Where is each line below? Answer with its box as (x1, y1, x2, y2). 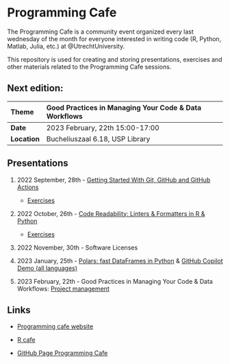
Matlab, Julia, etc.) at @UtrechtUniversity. (7, 42, 125, 50)
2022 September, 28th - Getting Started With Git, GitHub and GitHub (16, 175, 211, 184)
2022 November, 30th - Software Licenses (16, 243, 138, 252)
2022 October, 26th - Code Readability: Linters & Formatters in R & (16, 209, 205, 217)
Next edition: (7, 82, 64, 94)
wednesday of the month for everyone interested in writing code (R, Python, (7, 34, 222, 43)
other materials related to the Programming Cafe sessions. (7, 62, 172, 71)
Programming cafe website (16, 322, 94, 330)
